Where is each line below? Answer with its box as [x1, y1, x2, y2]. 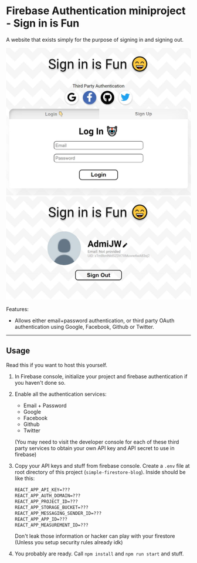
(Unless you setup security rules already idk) [14, 538, 123, 545]
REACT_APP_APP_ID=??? [14, 516, 67, 522]
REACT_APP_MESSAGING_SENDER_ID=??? [14, 510, 102, 516]
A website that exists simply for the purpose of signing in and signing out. [6, 36, 184, 43]
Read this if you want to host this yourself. [6, 361, 107, 368]
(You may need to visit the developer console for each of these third [14, 438, 179, 445]
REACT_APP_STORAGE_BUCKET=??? [14, 504, 89, 510]
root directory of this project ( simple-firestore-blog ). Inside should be [14, 468, 186, 475]
